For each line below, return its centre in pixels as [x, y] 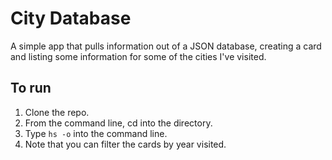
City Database [71, 18]
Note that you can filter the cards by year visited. [125, 144]
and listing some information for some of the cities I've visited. [138, 56]
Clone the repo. [57, 112]
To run [31, 88]
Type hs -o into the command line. [96, 133]
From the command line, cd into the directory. [118, 123]
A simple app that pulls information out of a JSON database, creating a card [166, 46]
